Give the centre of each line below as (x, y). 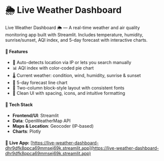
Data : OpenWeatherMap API (41, 121)
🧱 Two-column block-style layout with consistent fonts (68, 88)
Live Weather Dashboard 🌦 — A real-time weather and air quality (73, 27)
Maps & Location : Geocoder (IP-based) (53, 126)
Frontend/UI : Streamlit (35, 116)
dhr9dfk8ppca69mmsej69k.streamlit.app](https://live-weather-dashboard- (82, 148)
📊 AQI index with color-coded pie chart (53, 68)
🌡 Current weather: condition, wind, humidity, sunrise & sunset (77, 76)
